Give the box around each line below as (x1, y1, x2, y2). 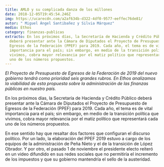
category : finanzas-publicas (5, 30, 64, 35)
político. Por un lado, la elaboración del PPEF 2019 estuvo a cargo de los (5, 136, 151, 142)
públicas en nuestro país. (5, 86, 56, 92)
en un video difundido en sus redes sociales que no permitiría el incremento (5, 151, 158, 157)
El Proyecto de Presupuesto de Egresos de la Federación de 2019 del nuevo (5, 70, 158, 76)
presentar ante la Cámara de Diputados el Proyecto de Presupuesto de (5, 100, 147, 106)
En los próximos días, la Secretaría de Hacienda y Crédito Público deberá (5, 95, 152, 101)
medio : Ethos (5, 25, 32, 30)
